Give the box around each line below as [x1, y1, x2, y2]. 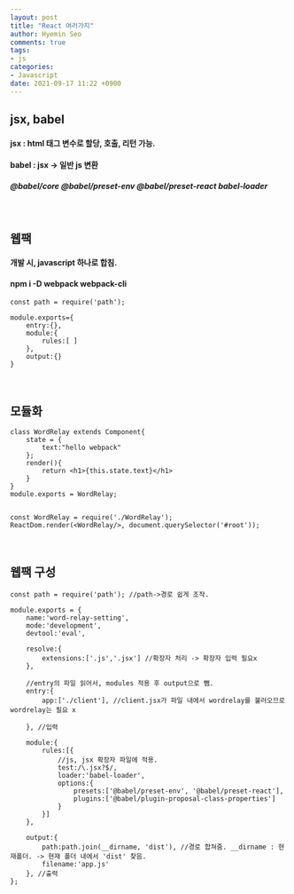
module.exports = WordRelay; [10, 490, 118, 499]
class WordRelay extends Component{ [10, 428, 145, 437]
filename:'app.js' [42, 859, 110, 868]
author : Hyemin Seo [10, 29, 82, 38]
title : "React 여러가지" [10, 21, 95, 30]
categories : [10, 63, 54, 72]
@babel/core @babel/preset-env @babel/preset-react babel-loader [10, 180, 268, 191]
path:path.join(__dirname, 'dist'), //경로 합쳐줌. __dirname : [42, 843, 275, 851]
